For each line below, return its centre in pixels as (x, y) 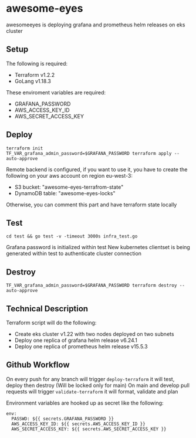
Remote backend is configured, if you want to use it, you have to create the (97, 169)
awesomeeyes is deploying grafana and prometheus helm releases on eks (96, 25)
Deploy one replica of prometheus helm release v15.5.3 (81, 347)
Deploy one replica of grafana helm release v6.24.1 (76, 340)
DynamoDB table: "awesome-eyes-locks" (65, 193)
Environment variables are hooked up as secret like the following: (85, 403)
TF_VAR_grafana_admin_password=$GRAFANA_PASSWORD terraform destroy (92, 286)
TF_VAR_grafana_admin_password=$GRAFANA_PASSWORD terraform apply (89, 153)
